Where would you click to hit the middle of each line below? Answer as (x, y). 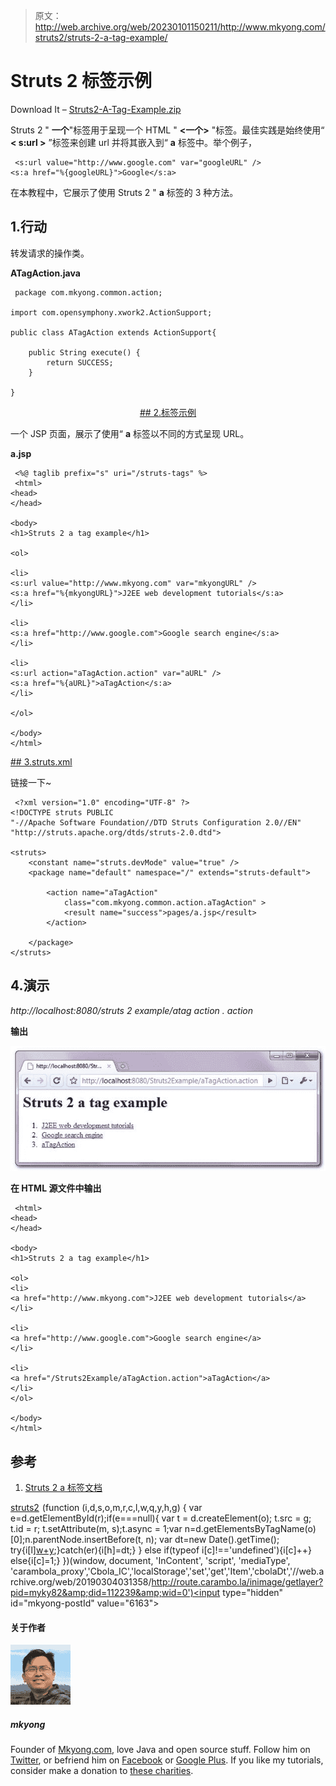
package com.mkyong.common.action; (88, 292)
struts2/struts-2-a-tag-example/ (101, 37)
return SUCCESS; (80, 362)
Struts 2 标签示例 (81, 81)
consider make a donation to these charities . (102, 1771)
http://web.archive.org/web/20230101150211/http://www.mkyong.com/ (180, 27)
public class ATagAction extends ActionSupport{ (113, 332)
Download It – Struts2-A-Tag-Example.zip (96, 109)
